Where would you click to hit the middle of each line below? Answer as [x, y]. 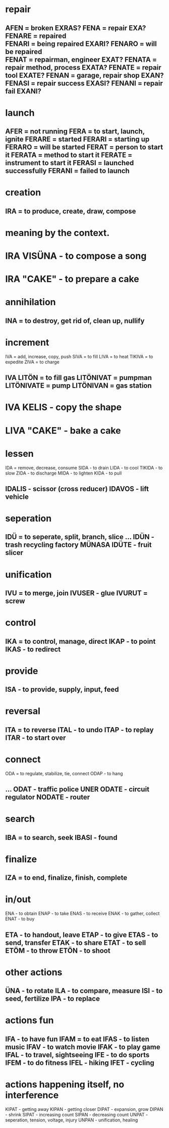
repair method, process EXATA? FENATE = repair [83, 67]
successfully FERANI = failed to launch [67, 171]
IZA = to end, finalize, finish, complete [66, 878]
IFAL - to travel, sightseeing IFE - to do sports [77, 1055]
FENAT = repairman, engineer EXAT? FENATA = [81, 59]
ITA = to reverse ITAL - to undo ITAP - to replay [79, 730]
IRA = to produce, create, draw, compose [71, 211]
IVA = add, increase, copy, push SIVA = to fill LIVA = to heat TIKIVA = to [79, 356]
